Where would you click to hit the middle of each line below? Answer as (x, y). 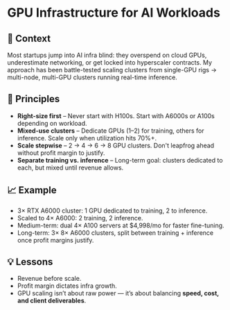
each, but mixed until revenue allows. (70, 168)
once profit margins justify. (55, 240)
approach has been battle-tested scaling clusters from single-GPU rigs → (112, 70)
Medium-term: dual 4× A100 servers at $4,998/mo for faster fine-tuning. (121, 225)
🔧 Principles (34, 99)
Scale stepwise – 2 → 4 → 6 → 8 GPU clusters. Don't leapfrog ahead (116, 145)
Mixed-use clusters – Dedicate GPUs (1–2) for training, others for (110, 131)
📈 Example (32, 190)
